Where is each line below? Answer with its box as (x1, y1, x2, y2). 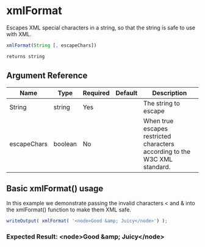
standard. (143, 162, 171, 171)
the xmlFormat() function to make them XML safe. (6, 206, 131, 213)
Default (115, 88, 138, 97)
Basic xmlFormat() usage (6, 183, 104, 194)
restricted (143, 132, 171, 140)
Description (152, 88, 187, 97)
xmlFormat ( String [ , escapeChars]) (6, 42, 97, 48)
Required (82, 88, 110, 97)
